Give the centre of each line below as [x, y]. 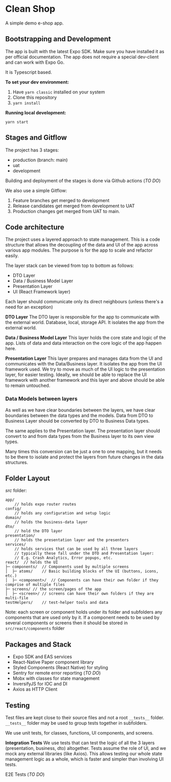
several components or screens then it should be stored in [67, 623]
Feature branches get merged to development [61, 200]
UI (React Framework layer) [41, 292]
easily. [12, 256]
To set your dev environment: [37, 82]
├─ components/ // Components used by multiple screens [67, 567]
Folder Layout [28, 479]
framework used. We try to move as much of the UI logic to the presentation [85, 369]
